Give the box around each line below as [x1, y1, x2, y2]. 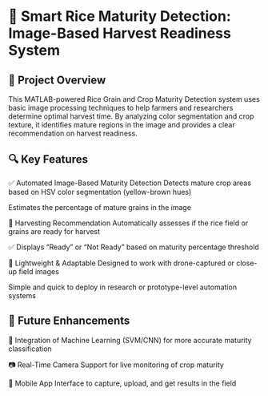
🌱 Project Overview [8, 73, 106, 87]
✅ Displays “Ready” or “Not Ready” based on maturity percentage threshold [8, 242, 260, 252]
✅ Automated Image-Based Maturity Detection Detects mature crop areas [8, 178, 252, 188]
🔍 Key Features [8, 152, 88, 167]
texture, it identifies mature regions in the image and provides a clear [8, 120, 235, 129]
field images [18, 266, 60, 276]
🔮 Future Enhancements [8, 314, 130, 328]
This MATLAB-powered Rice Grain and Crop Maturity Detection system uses [8, 95, 260, 103]
